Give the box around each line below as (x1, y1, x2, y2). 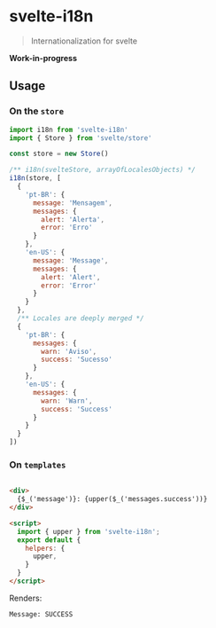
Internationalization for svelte (30, 35, 138, 46)
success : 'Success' (41, 404, 113, 413)
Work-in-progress (9, 52, 78, 63)
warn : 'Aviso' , (41, 347, 97, 356)
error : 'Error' (41, 281, 97, 290)
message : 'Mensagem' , (32, 198, 113, 208)
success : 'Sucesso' (41, 355, 113, 365)
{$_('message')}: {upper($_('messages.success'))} (17, 495, 208, 504)
